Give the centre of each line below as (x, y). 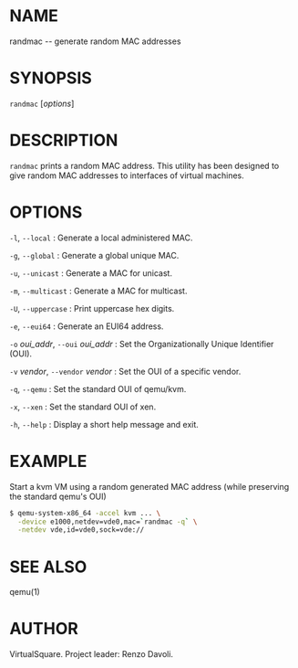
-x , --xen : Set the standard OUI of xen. (83, 407)
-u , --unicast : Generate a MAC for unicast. (91, 273)
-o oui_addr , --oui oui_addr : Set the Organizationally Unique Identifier (142, 344)
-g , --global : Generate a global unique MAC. (94, 255)
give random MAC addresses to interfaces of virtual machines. (127, 175)
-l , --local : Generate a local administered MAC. (101, 238)
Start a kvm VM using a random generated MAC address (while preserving (149, 486)
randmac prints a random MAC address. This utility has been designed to (144, 165)
